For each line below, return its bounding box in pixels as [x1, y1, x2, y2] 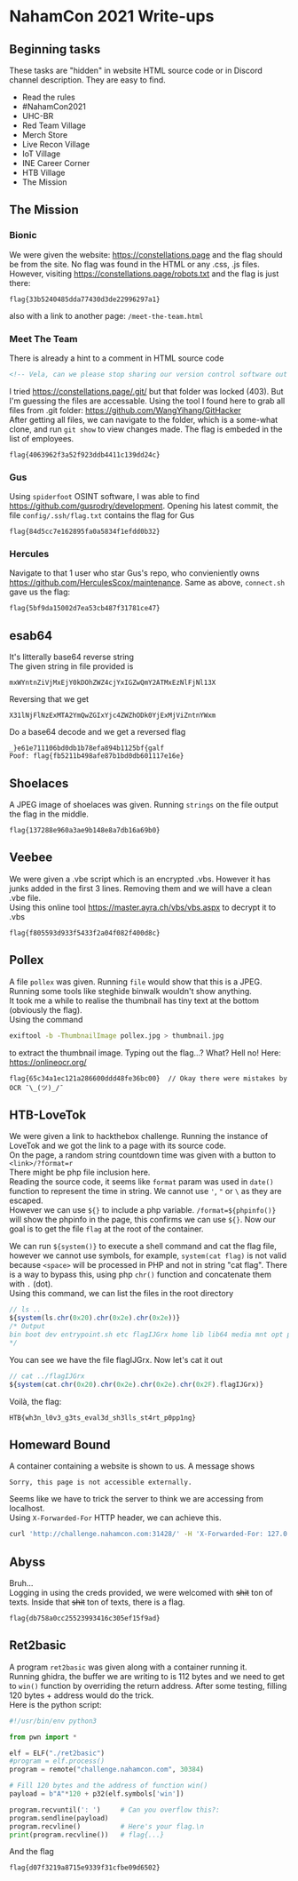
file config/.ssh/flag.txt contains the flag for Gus [9, 510, 195, 521]
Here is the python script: [9, 1699, 102, 1710]
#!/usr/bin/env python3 [9, 1717, 98, 1726]
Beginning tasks [9, 42, 101, 57]
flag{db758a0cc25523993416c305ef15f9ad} [9, 1614, 161, 1623]
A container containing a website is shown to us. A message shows [9, 1461, 255, 1471]
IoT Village [21, 148, 61, 159]
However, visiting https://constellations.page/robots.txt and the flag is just [9, 268, 279, 279]
